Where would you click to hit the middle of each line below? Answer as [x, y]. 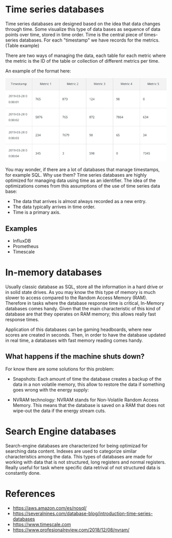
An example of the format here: [38, 71]
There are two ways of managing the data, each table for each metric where [86, 55]
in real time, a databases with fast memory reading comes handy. [74, 341]
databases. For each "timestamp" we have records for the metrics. [89, 40]
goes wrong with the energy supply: [51, 389]
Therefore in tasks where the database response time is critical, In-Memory [85, 303]
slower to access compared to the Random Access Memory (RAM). [76, 298]
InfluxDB [22, 241]
